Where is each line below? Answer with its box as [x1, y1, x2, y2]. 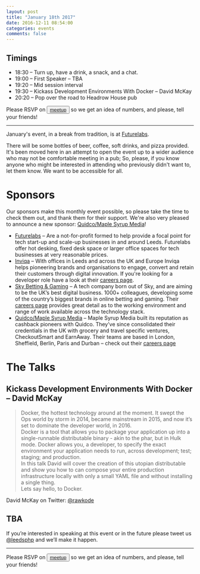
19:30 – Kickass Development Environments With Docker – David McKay [14, 88, 192, 95]
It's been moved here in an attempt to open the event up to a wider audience [6, 148, 194, 155]
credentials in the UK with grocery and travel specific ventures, [14, 327, 170, 334]
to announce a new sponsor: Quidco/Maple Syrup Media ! [6, 220, 146, 227]
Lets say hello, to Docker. [20, 485, 83, 492]
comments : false [6, 31, 46, 37]
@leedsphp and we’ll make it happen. [6, 536, 98, 543]
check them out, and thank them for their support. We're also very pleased [6, 214, 189, 221]
